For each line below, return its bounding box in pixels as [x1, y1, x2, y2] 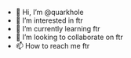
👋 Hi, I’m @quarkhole [15, 8, 84, 16]
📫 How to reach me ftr [15, 42, 90, 50]
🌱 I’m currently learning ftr [15, 24, 100, 33]
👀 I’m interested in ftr [15, 16, 84, 25]
